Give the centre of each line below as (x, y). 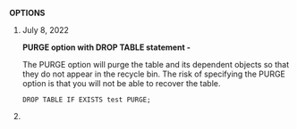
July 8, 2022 (46, 30)
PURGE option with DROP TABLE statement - (106, 47)
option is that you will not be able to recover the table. (121, 83)
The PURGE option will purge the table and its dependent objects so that (155, 64)
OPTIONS (27, 13)
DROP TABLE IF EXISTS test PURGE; (86, 100)
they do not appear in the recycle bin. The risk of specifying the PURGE (154, 74)
